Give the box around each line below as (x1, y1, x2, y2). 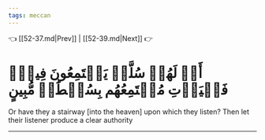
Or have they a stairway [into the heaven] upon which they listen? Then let (8, 107, 250, 116)
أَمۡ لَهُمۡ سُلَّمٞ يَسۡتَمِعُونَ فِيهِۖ (8, 64, 203, 82)
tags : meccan (8, 11, 51, 20)
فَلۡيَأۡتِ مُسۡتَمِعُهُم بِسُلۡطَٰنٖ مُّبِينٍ (8, 80, 229, 98)
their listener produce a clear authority (8, 115, 133, 124)
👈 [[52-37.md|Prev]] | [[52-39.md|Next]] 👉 (8, 33, 154, 43)
